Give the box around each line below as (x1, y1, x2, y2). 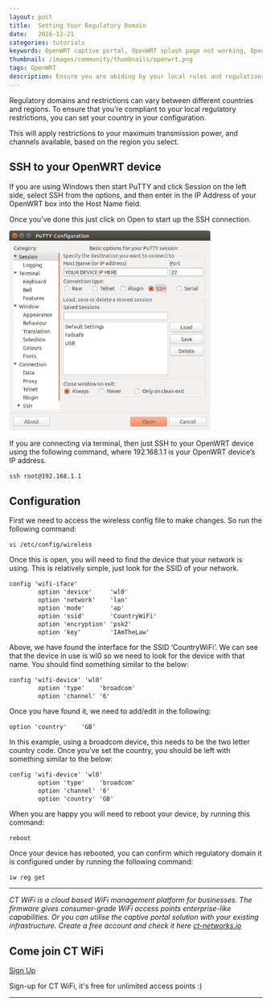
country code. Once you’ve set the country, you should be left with (9, 746, 231, 756)
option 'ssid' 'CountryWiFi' (38, 612, 158, 620)
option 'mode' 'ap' (38, 604, 125, 612)
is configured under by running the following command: (9, 857, 194, 867)
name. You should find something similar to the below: (9, 660, 189, 669)
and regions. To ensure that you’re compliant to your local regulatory (9, 104, 236, 114)
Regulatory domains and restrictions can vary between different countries (9, 95, 254, 105)
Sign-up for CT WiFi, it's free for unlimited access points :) (9, 981, 203, 991)
